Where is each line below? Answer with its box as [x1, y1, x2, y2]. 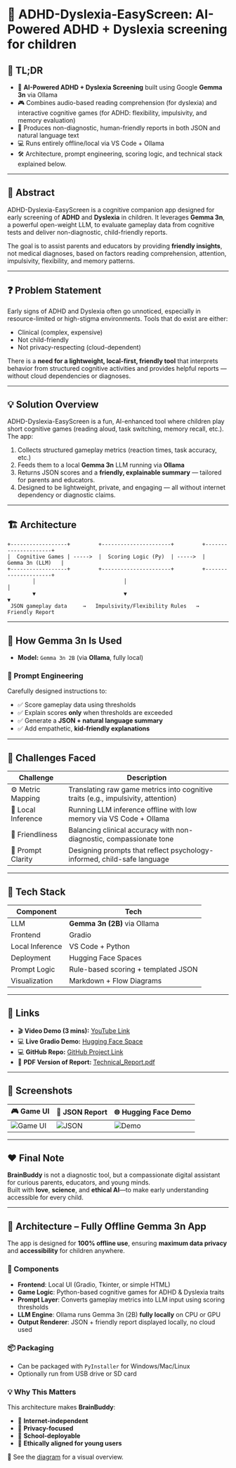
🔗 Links [7, 1008, 40, 1020]
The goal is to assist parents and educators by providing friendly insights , [7, 241, 223, 250]
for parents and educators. [17, 476, 96, 484]
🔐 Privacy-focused [17, 1424, 74, 1433]
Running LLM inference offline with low [68, 805, 197, 815]
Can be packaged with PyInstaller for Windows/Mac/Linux [17, 1362, 190, 1370]
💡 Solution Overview [7, 398, 99, 411]
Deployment [11, 953, 51, 962]
